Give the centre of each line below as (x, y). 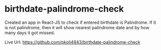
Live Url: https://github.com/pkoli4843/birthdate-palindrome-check (72, 42)
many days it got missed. (30, 33)
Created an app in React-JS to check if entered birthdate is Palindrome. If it (80, 22)
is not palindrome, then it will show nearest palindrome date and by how (77, 27)
